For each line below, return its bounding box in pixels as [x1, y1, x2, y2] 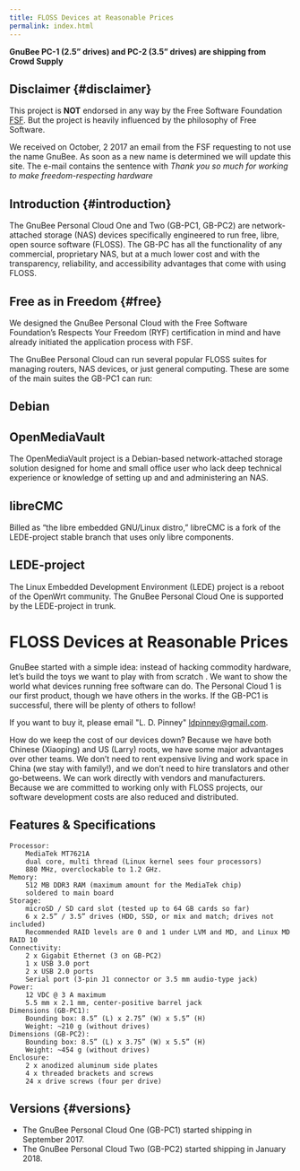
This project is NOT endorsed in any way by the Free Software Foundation [9, 105, 283, 117]
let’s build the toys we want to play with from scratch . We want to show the [9, 671, 288, 681]
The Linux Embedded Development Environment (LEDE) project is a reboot [9, 581, 285, 592]
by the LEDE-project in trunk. [9, 600, 116, 611]
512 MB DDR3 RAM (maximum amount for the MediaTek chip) [25, 880, 243, 889]
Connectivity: [9, 943, 63, 952]
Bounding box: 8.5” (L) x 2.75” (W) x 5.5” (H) [25, 1014, 206, 1023]
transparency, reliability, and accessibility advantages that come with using [9, 258, 287, 269]
